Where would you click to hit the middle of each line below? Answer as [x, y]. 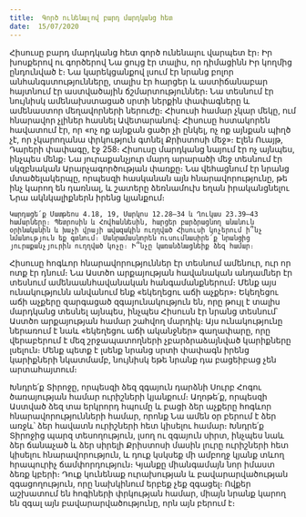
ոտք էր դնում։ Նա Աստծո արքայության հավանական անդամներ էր [151, 272]
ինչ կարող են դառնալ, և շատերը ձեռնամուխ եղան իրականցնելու [149, 188]
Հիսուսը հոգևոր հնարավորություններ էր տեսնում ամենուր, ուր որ [150, 263]
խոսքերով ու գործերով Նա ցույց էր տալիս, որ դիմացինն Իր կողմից [151, 62]
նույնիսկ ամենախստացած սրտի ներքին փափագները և [130, 100]
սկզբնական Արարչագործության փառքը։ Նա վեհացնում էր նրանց [149, 168]
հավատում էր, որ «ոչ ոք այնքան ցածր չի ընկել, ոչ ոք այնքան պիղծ [150, 129]
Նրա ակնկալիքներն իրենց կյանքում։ [87, 198]
